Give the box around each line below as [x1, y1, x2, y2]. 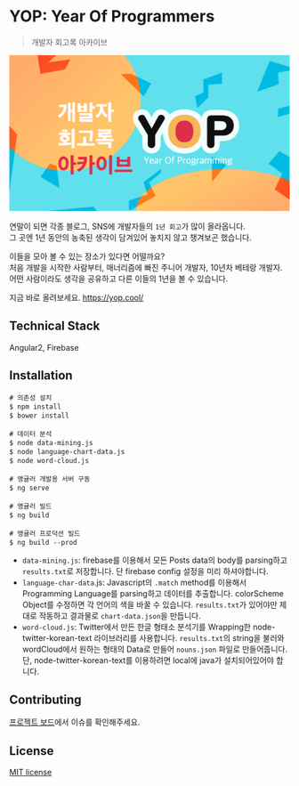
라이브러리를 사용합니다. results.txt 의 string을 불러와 [93, 632, 285, 643]
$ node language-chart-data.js [9, 447, 125, 456]
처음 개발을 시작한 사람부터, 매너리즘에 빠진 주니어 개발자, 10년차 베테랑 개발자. [9, 262, 283, 272]
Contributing [9, 693, 82, 707]
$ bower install [9, 411, 69, 420]
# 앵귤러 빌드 [9, 501, 53, 511]
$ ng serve [9, 483, 50, 492]
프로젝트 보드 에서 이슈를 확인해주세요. [9, 717, 141, 727]
